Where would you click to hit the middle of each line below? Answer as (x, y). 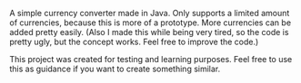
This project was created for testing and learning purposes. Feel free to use (151, 59)
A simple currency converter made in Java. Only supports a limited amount (150, 13)
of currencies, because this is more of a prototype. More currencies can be (150, 23)
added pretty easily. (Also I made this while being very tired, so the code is (149, 32)
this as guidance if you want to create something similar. (115, 69)
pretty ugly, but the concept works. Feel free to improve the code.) (134, 41)
